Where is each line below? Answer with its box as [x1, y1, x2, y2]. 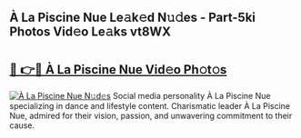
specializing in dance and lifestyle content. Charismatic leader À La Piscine [9, 101, 291, 111]
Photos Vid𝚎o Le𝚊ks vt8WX [9, 25, 171, 40]
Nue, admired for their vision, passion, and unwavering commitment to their [9, 111, 293, 121]
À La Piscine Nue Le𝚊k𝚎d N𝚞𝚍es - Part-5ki [9, 10, 256, 25]
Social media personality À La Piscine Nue [112, 91, 271, 101]
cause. [9, 120, 35, 131]
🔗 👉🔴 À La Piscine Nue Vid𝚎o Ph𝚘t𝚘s [9, 62, 227, 77]
